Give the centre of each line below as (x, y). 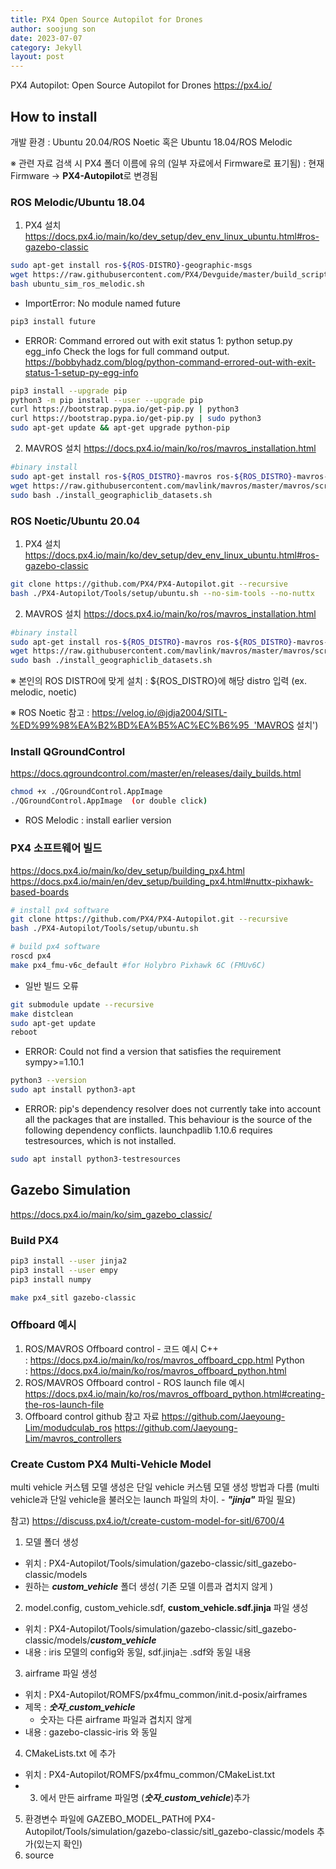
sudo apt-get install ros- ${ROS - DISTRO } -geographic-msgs (131, 266)
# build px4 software (55, 947)
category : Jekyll (46, 47)
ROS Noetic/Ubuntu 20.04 (75, 521)
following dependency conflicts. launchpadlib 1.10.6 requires (148, 1130)
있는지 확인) (59, 1844)
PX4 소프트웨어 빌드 (56, 848)
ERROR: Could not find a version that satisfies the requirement (153, 1052)
